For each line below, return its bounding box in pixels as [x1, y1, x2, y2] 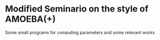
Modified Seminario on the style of [5, 3, 149, 14]
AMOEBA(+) [5, 13, 56, 25]
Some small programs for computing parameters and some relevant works [5, 29, 155, 35]
